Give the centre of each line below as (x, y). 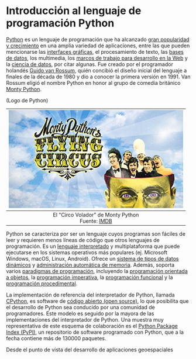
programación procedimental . (42, 284)
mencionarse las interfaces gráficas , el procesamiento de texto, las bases (95, 51)
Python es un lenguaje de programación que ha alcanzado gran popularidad (98, 39)
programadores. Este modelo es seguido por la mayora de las (80, 313)
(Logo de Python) (27, 100)
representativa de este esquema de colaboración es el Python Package (92, 326)
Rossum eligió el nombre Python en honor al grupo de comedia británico (93, 82)
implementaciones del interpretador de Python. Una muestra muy (85, 320)
